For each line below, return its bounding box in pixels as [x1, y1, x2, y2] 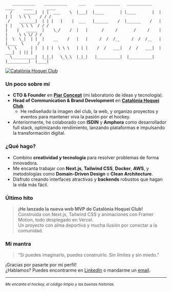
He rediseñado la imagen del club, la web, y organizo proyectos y [20, 108, 159, 114]
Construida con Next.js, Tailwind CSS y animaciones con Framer [17, 211, 154, 217]
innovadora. [12, 160, 38, 166]
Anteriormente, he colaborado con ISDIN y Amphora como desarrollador [12, 119, 167, 126]
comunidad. [17, 227, 44, 233]
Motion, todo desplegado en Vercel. [17, 216, 94, 223]
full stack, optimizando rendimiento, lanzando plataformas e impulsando [12, 125, 165, 131]
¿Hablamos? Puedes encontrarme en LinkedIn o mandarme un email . [5, 267, 151, 274]
